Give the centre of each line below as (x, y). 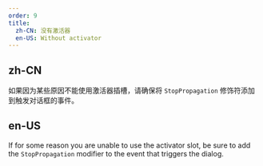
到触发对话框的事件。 (43, 101)
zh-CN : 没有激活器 (43, 30)
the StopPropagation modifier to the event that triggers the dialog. (116, 153)
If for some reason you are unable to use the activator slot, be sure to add (130, 145)
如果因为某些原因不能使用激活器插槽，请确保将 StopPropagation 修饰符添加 (132, 91)
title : (19, 23)
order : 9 (23, 16)
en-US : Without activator (59, 38)
